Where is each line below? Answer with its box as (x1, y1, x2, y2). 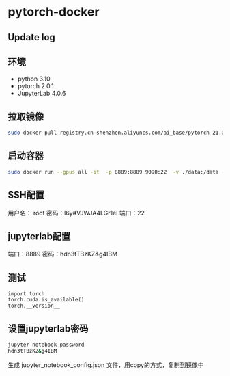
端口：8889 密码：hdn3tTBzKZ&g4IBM (8, 250, 118, 258)
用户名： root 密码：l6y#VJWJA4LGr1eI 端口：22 (8, 209, 145, 217)
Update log (8, 31, 55, 43)
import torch (8, 291, 45, 297)
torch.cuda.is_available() (8, 297, 85, 304)
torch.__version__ (8, 302, 60, 310)
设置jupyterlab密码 (8, 323, 89, 334)
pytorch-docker (8, 4, 100, 20)
